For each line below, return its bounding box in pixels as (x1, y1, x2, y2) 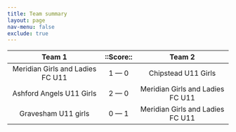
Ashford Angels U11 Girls (12, 88, 97, 98)
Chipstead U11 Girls (148, 68, 216, 78)
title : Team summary (7, 10, 68, 18)
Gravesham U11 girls (19, 109, 90, 119)
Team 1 (41, 52, 67, 62)
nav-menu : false (7, 23, 55, 30)
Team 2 (169, 52, 195, 62)
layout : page (7, 17, 46, 24)
